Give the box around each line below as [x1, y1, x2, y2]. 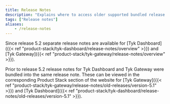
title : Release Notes [5, 7, 51, 13]
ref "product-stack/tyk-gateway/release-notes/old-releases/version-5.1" [5, 82, 157, 89]
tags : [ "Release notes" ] [5, 17, 58, 22]
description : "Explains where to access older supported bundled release [5, 12, 165, 17]
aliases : [5, 21, 24, 27]
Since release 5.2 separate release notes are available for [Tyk [5, 40, 136, 46]
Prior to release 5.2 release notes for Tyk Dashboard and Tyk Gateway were [5, 66, 164, 73]
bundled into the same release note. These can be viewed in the [5, 72, 140, 78]
